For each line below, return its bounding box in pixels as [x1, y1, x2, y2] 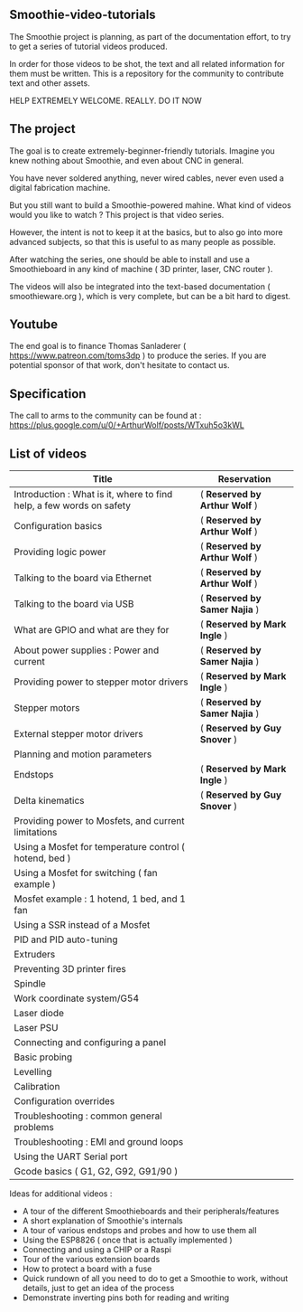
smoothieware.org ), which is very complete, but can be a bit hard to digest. [9, 290, 291, 301]
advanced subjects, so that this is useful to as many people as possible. [9, 236, 277, 247]
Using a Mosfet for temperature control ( [14, 841, 186, 854]
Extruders [14, 949, 56, 961]
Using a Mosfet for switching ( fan [14, 867, 158, 880]
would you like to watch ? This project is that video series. [9, 209, 225, 220]
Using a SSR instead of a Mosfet [14, 919, 151, 931]
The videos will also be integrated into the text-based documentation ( [9, 280, 271, 292]
